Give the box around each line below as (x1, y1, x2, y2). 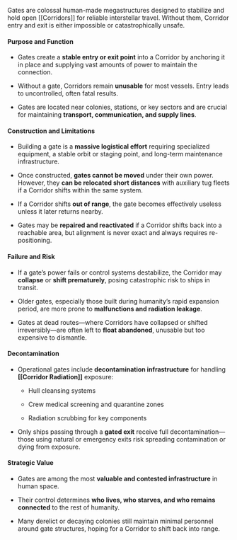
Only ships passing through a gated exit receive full (17, 427, 168, 436)
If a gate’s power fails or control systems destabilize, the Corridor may (17, 268, 222, 277)
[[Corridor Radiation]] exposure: (17, 372, 114, 381)
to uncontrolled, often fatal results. (17, 89, 119, 98)
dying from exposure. (17, 442, 81, 451)
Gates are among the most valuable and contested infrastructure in (17, 474, 218, 483)
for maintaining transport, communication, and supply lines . (17, 110, 197, 119)
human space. (17, 482, 59, 490)
